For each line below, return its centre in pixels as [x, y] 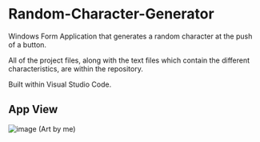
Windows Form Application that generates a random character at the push [130, 36]
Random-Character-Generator [111, 14]
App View [33, 110]
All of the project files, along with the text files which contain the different [129, 60]
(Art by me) [57, 128]
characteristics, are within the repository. [76, 68]
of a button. [27, 44]
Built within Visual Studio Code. [60, 84]
